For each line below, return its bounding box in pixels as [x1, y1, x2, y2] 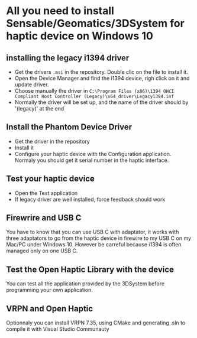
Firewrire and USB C [6, 213, 82, 223]
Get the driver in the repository [14, 138, 90, 145]
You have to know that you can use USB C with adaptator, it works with [6, 229, 179, 236]
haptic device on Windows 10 [6, 30, 154, 43]
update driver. [14, 81, 49, 88]
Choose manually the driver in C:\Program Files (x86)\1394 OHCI [14, 87, 175, 94]
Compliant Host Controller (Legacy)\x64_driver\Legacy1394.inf [14, 93, 175, 99]
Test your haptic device [6, 174, 95, 184]
